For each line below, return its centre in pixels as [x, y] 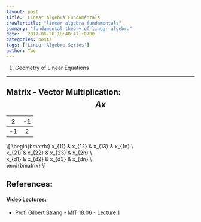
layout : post [22, 12]
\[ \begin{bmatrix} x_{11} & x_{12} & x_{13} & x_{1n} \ [70, 146]
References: [29, 184]
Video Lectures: [26, 199]
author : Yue [21, 51]
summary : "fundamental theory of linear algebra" [69, 28]
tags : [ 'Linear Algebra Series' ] [48, 45]
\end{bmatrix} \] [26, 165]
